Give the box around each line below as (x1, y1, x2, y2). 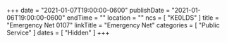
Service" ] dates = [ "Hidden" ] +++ (6, 28, 110, 37)
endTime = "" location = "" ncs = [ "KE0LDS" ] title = (66, 13, 219, 22)
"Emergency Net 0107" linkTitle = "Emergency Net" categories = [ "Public (6, 21, 220, 29)
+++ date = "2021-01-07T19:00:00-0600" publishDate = (6, 6, 171, 14)
